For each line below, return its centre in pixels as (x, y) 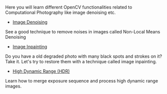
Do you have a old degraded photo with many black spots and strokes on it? (83, 56)
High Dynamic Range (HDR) (41, 71)
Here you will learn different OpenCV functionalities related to (69, 7)
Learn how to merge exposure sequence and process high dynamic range (82, 81)
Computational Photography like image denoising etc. (61, 12)
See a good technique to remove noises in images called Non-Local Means (83, 32)
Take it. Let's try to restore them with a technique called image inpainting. (81, 61)
